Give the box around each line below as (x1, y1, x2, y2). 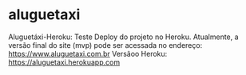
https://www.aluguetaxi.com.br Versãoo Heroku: (8, 49, 168, 58)
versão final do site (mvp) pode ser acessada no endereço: (8, 40, 203, 49)
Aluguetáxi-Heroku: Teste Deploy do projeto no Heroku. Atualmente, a (8, 32, 239, 41)
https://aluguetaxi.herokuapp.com (8, 57, 121, 67)
